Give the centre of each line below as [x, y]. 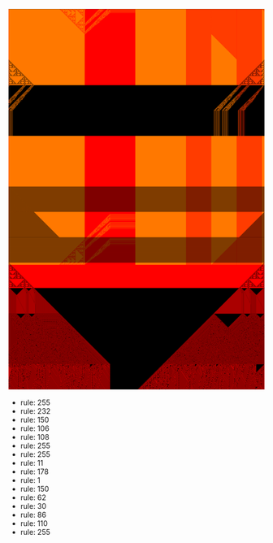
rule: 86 [33, 515]
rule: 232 [35, 411]
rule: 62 [33, 497]
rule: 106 [35, 428]
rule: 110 [34, 523]
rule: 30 [33, 506]
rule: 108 [35, 437]
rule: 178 [34, 471]
